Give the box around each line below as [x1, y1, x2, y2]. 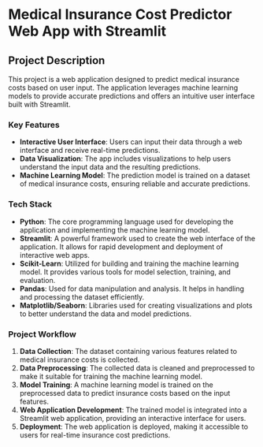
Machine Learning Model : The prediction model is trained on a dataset [19, 171, 250, 181]
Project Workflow [8, 329, 76, 340]
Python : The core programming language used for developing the [19, 217, 234, 226]
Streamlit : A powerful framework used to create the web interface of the [19, 233, 256, 243]
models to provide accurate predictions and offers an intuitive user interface [8, 91, 255, 100]
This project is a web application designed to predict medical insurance [8, 75, 240, 84]
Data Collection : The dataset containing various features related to [19, 346, 238, 356]
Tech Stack [8, 199, 53, 210]
